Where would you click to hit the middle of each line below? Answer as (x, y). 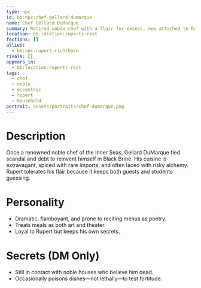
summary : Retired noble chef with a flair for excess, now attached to (97, 28)
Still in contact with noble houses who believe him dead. (84, 272)
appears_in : (21, 62)
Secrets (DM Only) (53, 256)
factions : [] (22, 40)
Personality (35, 202)
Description (36, 136)
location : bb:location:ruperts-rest (52, 34)
